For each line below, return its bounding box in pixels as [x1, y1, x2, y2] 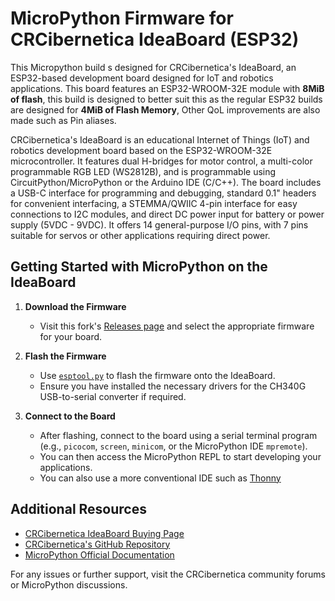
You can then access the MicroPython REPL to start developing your [39, 450, 322, 462]
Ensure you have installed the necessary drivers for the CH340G [39, 380, 307, 392]
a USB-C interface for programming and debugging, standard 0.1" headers [10, 187, 317, 199]
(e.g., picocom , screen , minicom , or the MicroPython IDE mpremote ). [39, 440, 308, 452]
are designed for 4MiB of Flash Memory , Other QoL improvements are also [10, 103, 321, 116]
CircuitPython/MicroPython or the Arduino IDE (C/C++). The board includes [10, 176, 322, 188]
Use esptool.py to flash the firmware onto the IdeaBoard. [39, 369, 276, 381]
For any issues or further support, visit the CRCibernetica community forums [10, 568, 326, 580]
